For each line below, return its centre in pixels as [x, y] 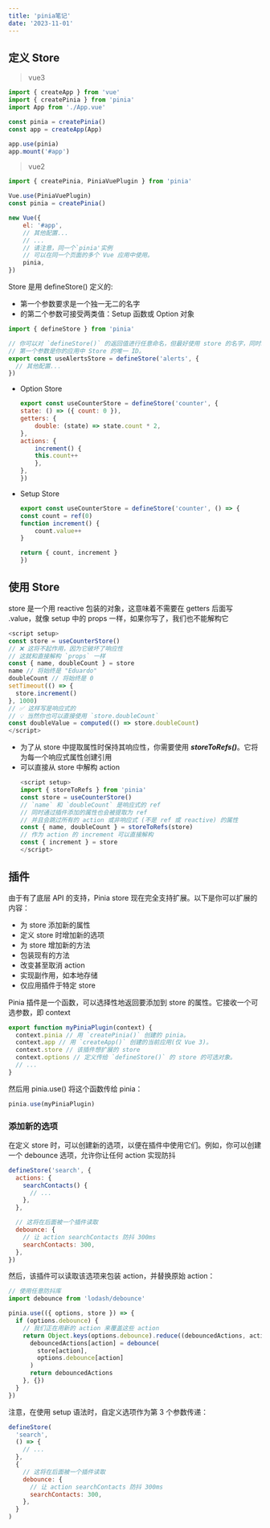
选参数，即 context [39, 1012]
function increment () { [60, 524]
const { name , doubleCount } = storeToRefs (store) [106, 828]
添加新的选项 [33, 1126]
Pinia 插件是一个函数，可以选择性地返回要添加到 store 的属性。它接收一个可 [133, 1002]
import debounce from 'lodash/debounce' [77, 1299]
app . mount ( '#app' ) [39, 151]
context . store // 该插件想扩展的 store [78, 1050]
